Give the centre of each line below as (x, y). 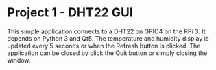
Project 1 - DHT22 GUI (70, 13)
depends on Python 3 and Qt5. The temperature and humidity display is (108, 38)
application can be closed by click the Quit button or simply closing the (107, 53)
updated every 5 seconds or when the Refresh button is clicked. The (104, 46)
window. (19, 60)
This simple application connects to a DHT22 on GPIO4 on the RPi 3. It (106, 31)
